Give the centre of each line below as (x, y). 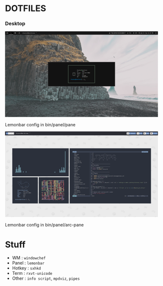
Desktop (15, 24)
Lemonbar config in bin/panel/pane (40, 125)
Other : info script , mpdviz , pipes (46, 278)
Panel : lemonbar (28, 263)
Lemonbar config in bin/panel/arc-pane (44, 225)
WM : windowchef (29, 258)
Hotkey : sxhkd (26, 268)
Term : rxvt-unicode (32, 273)
